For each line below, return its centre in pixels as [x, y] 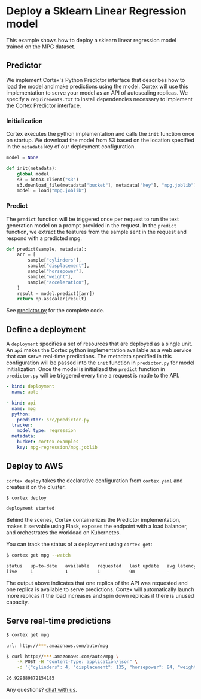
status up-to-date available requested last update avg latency [101, 566]
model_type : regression [47, 431]
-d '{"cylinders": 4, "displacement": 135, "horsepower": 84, [96, 668]
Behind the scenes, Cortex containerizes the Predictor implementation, [93, 520]
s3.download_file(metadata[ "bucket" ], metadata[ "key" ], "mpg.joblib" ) [107, 185]
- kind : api [21, 403]
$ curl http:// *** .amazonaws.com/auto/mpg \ [63, 657]
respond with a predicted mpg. [44, 238]
